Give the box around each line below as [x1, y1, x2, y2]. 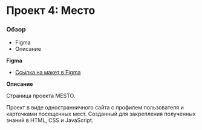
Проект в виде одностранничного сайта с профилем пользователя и [6, 104, 184, 111]
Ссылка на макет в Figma [15, 69, 81, 76]
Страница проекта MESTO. [6, 92, 76, 100]
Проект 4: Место [6, 4, 96, 18]
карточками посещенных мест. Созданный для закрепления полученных [6, 110, 196, 118]
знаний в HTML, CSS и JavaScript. [6, 117, 94, 124]
